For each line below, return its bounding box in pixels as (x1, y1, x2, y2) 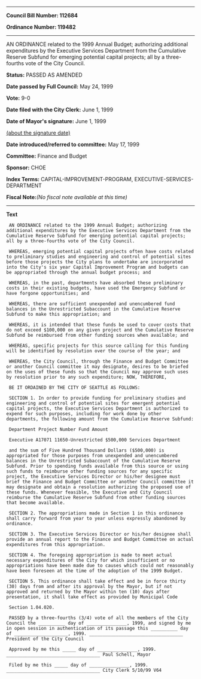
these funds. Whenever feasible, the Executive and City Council (6, 489, 172, 495)
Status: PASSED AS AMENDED (6, 71, 83, 78)
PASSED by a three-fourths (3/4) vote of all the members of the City (8, 615, 188, 621)
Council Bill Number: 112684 (6, 12, 78, 19)
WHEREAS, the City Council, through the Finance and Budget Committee (8, 358, 188, 364)
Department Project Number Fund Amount (8, 427, 109, 433)
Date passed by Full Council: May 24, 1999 (6, 83, 114, 90)
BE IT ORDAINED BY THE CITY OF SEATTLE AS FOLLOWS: (8, 385, 141, 391)
